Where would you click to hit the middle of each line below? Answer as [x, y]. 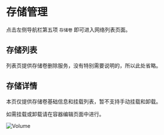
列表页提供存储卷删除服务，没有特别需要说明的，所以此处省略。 [83, 65]
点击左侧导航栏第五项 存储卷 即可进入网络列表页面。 [68, 30]
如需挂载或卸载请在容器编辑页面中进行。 [55, 114]
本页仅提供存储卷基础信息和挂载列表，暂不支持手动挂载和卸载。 [83, 101]
